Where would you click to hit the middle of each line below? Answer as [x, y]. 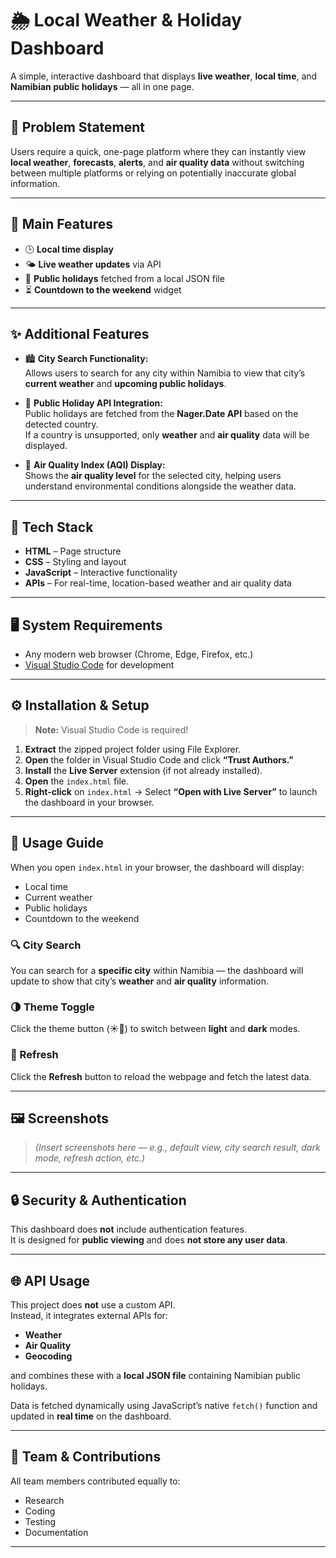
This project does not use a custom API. [93, 1304]
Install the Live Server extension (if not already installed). [143, 770]
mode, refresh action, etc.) [89, 1158]
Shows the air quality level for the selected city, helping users [153, 476]
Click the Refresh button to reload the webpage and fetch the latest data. [161, 1076]
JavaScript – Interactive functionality [101, 573]
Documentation [56, 1532]
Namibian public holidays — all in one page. [102, 86]
